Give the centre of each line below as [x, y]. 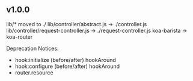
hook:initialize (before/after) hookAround [65, 60]
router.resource [34, 72]
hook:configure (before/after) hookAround [67, 66]
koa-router [20, 37]
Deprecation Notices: [32, 48]
